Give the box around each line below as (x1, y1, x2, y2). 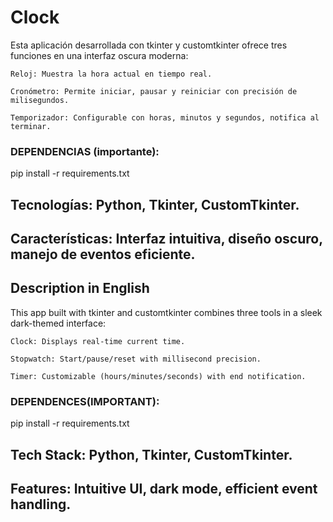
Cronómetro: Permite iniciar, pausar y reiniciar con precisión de (10, 86, 298, 96)
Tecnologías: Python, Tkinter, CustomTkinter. (10, 196, 300, 213)
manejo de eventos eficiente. (10, 246, 196, 263)
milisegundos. (10, 95, 70, 105)
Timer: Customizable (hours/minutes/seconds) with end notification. (10, 371, 307, 381)
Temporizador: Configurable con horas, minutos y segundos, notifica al (10, 112, 320, 123)
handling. (10, 496, 72, 513)
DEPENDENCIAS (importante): (10, 144, 160, 158)
